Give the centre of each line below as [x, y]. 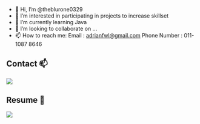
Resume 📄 [26, 100]
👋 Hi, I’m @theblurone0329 [49, 9]
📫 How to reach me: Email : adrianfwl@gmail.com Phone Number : [99, 35]
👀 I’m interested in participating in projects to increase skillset [92, 16]
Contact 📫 [27, 64]
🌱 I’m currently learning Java [51, 22]
